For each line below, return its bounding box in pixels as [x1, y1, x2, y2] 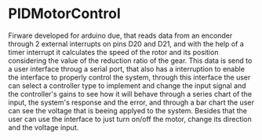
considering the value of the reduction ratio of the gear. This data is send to [8, 56, 253, 65]
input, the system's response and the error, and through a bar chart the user [8, 98, 255, 107]
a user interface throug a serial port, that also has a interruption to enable [8, 64, 246, 73]
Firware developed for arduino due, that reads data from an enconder [8, 31, 233, 40]
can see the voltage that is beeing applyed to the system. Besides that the [8, 105, 248, 115]
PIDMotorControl [8, 5, 122, 23]
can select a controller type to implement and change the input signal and [8, 80, 246, 90]
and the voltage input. [8, 123, 79, 132]
